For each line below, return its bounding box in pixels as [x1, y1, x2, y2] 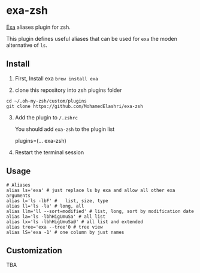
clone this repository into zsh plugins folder [14, 86, 122, 94]
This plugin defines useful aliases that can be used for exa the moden [6, 35, 178, 42]
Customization [6, 245, 63, 256]
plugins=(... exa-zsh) [14, 137, 67, 144]
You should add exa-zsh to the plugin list [14, 125, 115, 133]
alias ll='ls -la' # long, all [6, 203, 84, 209]
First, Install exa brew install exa [14, 74, 99, 82]
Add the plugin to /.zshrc [14, 113, 78, 121]
